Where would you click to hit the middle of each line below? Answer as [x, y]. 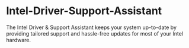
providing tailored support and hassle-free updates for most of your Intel [95, 33]
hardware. [19, 40]
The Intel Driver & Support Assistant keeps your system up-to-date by [91, 27]
